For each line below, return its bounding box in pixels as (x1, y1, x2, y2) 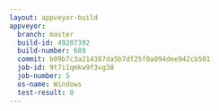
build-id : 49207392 (17, 38, 91, 47)
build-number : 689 (17, 47, 87, 55)
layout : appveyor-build (9, 13, 99, 22)
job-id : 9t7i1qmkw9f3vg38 (17, 64, 115, 73)
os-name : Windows (17, 80, 83, 89)
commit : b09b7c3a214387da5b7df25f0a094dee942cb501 (17, 55, 211, 64)
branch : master (17, 30, 74, 38)
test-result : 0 (17, 88, 74, 97)
